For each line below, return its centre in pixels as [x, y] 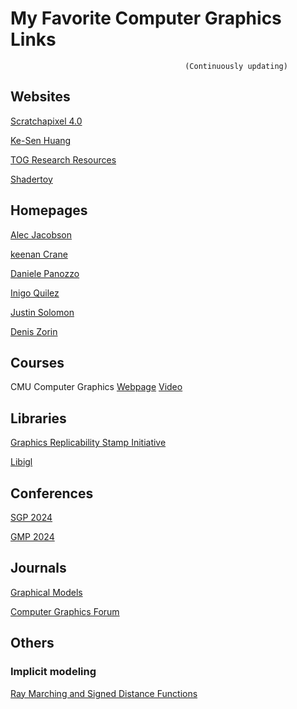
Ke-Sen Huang [41, 140]
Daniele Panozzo [45, 273]
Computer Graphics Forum [65, 611]
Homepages [49, 210]
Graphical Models [46, 592]
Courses [37, 362]
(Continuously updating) [236, 66]
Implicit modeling [53, 672]
